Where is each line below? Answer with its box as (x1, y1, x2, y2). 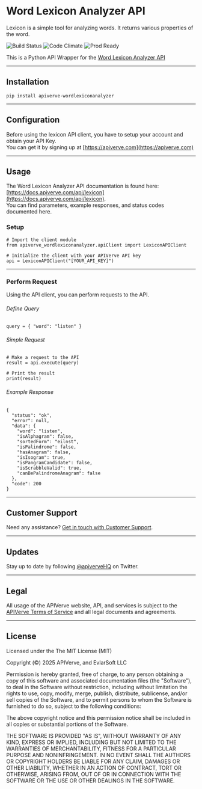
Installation (6, 77, 49, 87)
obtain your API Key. (6, 137, 57, 144)
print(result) (6, 376, 42, 382)
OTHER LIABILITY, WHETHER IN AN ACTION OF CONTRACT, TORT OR (6, 764, 182, 771)
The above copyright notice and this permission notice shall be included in (6, 714, 191, 721)
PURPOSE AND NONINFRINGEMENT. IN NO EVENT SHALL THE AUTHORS (6, 751, 191, 758)
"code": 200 (11, 480, 42, 487)
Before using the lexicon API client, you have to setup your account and (6, 130, 183, 138)
